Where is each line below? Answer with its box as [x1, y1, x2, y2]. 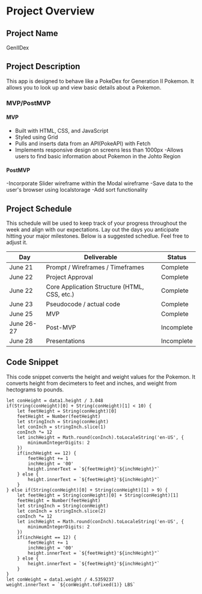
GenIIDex [6, 44, 29, 51]
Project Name [6, 28, 58, 38]
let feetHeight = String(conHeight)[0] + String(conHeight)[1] [17, 492, 179, 498]
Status [167, 253, 187, 261]
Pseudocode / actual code [46, 299, 120, 308]
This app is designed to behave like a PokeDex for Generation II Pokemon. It [6, 77, 194, 85]
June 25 [9, 310, 33, 318]
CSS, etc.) [46, 290, 75, 298]
